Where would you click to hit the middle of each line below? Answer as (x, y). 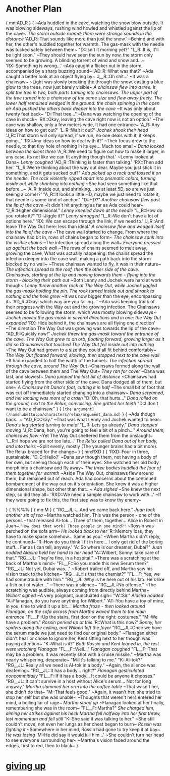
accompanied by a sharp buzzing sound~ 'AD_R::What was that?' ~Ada (80, 71)
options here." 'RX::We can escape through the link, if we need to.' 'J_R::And (84, 221)
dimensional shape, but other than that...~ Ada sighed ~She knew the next (83, 489)
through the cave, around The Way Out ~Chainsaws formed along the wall (83, 366)
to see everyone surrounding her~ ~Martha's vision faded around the (78, 740)
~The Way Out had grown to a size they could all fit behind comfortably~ (81, 350)
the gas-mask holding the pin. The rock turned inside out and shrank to (80, 291)
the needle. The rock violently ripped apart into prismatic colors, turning (81, 178)
